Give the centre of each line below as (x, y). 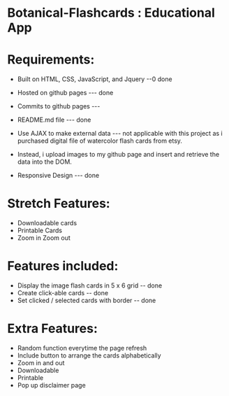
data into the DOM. (44, 162)
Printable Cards (40, 231)
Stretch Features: (59, 204)
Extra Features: (52, 328)
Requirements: (51, 60)
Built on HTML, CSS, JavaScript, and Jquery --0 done (95, 79)
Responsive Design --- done (58, 176)
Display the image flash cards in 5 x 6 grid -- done (90, 285)
